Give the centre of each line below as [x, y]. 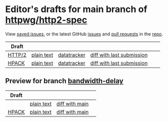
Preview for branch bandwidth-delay [64, 81]
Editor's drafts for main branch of [76, 9]
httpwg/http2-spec [46, 20]
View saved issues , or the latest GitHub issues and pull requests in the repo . [84, 34]
